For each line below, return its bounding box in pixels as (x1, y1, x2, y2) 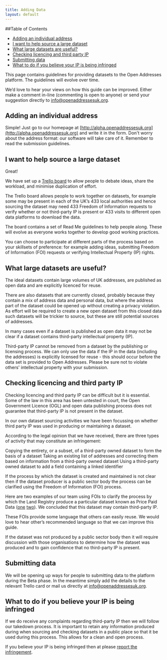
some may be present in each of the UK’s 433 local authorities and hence (5, 198, 156, 205)
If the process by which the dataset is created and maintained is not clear (5, 473, 156, 479)
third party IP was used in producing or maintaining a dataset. (5, 423, 132, 429)
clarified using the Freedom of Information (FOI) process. (5, 483, 123, 489)
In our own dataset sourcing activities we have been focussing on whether (5, 418, 158, 424)
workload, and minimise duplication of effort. (5, 183, 97, 190)
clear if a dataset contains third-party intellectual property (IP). (5, 333, 134, 339)
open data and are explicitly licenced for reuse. (5, 282, 102, 288)
